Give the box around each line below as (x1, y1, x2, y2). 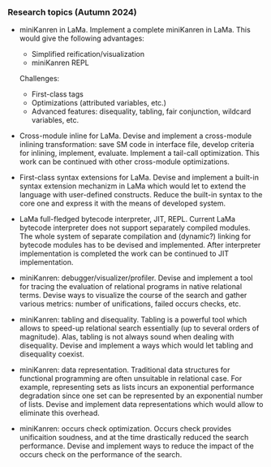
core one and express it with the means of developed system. (19, 198, 226, 209)
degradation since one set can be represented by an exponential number (19, 391, 264, 400)
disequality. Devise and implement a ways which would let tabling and (19, 340, 253, 351)
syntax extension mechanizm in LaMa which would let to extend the (19, 181, 247, 191)
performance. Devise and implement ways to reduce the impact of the (19, 441, 255, 451)
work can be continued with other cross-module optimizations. (19, 157, 230, 166)
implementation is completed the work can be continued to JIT (19, 249, 229, 258)
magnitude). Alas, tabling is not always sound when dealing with (19, 332, 234, 342)
